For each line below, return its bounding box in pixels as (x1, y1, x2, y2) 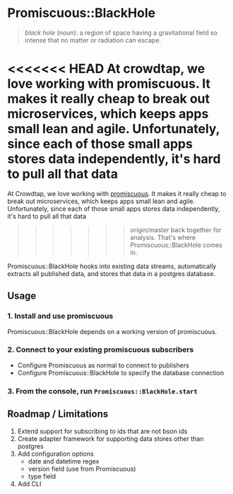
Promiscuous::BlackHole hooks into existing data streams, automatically (7, 262, 217, 270)
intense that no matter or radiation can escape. (24, 35, 161, 44)
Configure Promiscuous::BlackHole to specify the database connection (17, 368, 225, 377)
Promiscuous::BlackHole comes (130, 241, 222, 249)
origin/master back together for (130, 225, 222, 234)
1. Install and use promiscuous (7, 311, 114, 321)
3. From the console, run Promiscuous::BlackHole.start (7, 386, 198, 396)
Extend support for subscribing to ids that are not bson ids (17, 427, 188, 435)
